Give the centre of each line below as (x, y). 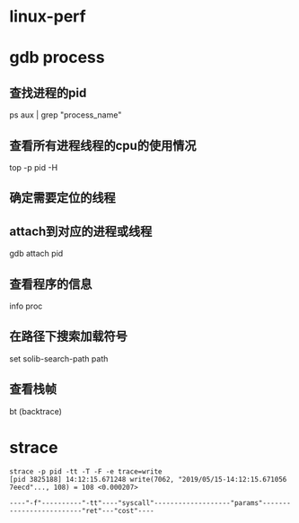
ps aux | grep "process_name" (66, 115)
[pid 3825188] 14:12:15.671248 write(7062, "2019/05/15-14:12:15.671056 (148, 479)
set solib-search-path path (59, 358)
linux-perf (48, 17)
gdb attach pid (36, 254)
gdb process (57, 58)
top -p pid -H (34, 167)
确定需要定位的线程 (62, 198)
